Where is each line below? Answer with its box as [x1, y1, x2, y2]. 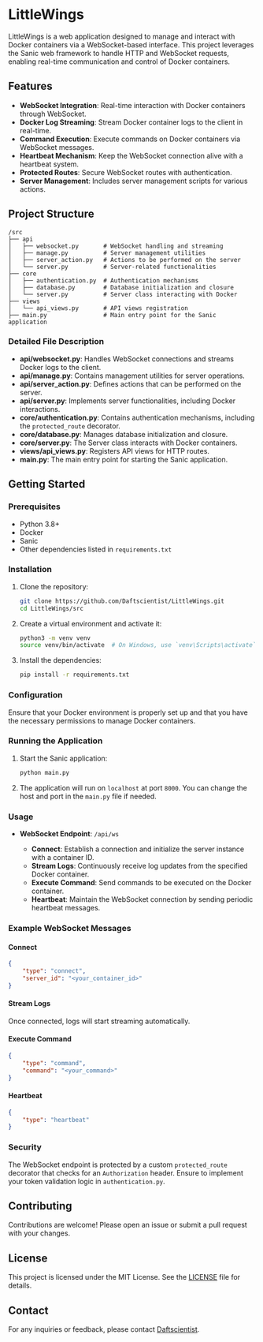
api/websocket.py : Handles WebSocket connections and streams [19, 353, 235, 364]
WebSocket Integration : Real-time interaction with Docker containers [19, 100, 246, 110]
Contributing [8, 1199, 72, 1213]
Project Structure [8, 207, 94, 221]
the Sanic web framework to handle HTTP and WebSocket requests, [8, 48, 230, 58]
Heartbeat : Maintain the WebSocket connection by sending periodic [31, 894, 254, 904]
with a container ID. [31, 852, 94, 862]
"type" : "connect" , [22, 966, 87, 975]
